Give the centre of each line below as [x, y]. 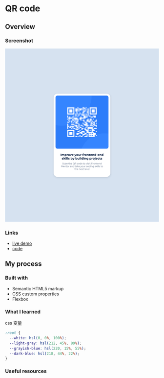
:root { [13, 333]
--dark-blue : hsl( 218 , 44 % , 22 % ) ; [44, 354]
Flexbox [20, 299]
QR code [23, 9]
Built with [17, 278]
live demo [22, 243]
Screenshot [19, 41]
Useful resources [26, 371]
